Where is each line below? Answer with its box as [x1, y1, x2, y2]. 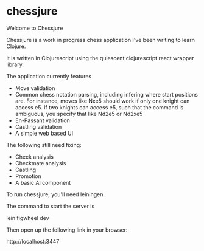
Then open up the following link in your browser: [6, 226, 128, 233]
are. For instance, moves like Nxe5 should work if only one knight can [15, 97, 190, 105]
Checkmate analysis [15, 159, 66, 167]
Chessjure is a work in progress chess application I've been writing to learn [6, 36, 195, 43]
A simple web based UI [15, 129, 74, 137]
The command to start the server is [6, 202, 95, 210]
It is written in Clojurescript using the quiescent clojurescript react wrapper [6, 54, 194, 61]
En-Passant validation [15, 117, 70, 124]
